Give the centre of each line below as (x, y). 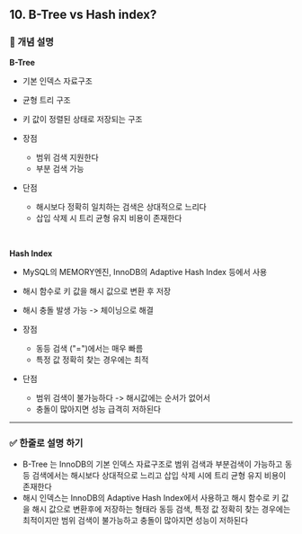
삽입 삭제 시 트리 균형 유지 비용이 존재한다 (109, 218)
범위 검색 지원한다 (67, 157)
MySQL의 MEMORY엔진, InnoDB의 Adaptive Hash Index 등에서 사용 (145, 271)
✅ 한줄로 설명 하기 (46, 442)
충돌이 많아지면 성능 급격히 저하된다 (98, 409)
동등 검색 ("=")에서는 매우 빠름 (89, 348)
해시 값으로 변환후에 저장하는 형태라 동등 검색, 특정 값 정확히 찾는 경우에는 (161, 509)
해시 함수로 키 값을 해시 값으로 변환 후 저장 (97, 290)
